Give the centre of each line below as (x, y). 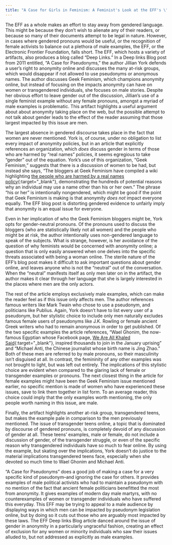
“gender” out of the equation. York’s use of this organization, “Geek (76, 160)
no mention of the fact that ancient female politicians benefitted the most (82, 488)
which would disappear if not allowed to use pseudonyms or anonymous (82, 74)
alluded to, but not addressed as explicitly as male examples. (70, 537)
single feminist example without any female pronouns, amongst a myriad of (84, 101)
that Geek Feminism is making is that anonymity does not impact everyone (84, 198)
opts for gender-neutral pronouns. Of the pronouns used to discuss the (80, 224)
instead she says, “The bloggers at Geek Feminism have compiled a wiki (81, 171)
